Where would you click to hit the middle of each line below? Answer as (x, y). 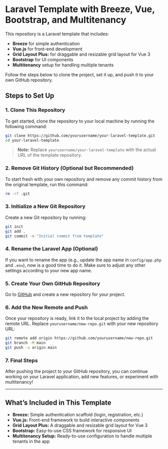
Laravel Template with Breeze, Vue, (80, 9)
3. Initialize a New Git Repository (45, 206)
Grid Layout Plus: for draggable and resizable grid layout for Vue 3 (81, 54)
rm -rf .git (17, 194)
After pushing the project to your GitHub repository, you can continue (77, 371)
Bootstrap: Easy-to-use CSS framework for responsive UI (72, 431)
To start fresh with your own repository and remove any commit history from (84, 179)
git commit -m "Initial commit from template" (54, 236)
